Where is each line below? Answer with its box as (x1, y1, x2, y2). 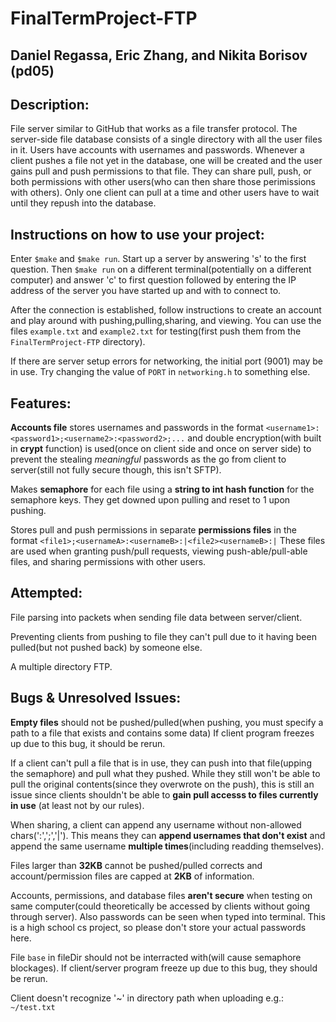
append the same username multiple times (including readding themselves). (10, 840, 325, 852)
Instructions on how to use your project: (10, 226, 265, 243)
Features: (10, 395, 72, 412)
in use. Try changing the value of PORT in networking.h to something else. (10, 366, 311, 378)
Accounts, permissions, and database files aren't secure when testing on (10, 889, 313, 901)
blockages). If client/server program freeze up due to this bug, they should (10, 962, 318, 974)
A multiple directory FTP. (10, 660, 113, 672)
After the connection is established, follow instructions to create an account (10, 304, 322, 316)
